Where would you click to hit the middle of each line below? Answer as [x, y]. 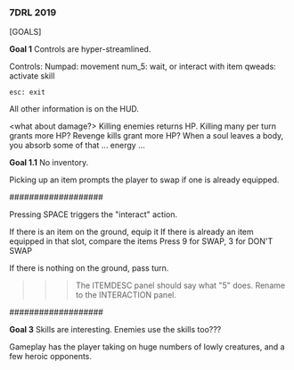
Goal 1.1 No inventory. [49, 163]
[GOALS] [25, 32]
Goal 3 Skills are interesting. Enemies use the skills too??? [115, 330]
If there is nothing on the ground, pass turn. [89, 268]
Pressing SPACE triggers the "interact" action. [94, 214]
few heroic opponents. [50, 357]
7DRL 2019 [33, 13]
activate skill [32, 76]
